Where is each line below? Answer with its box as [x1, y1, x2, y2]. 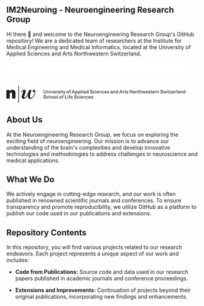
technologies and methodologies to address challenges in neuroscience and [6, 150, 198, 158]
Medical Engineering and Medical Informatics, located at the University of [6, 43, 191, 50]
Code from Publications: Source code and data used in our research [15, 268, 189, 276]
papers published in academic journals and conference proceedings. [15, 275, 188, 282]
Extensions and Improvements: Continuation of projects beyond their [15, 287, 191, 294]
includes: [6, 257, 29, 264]
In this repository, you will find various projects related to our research [6, 243, 183, 251]
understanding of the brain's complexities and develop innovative [6, 144, 171, 151]
